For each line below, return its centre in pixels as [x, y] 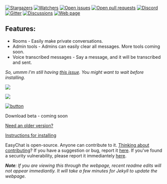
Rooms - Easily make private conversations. [58, 41]
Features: [21, 29]
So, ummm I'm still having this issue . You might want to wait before [74, 72]
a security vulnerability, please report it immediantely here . [66, 155]
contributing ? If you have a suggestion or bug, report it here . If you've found [84, 150]
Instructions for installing [31, 135]
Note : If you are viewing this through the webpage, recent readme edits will [83, 165]
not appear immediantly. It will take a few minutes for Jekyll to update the [81, 170]
